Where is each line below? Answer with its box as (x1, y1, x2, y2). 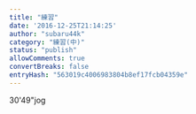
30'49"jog (9, 95, 46, 105)
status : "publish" (9, 46, 77, 55)
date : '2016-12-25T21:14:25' (9, 21, 117, 30)
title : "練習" (9, 12, 59, 22)
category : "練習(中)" (9, 37, 85, 47)
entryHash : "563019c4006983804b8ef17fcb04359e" (9, 71, 189, 80)
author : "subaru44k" (9, 29, 86, 38)
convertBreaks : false (9, 63, 90, 72)
